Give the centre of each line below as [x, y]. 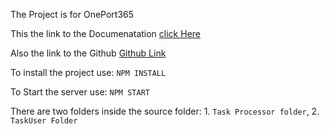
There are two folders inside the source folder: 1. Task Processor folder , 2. [165, 111]
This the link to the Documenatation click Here [105, 33]
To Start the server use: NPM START [80, 92]
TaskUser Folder [44, 121]
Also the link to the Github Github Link [88, 53]
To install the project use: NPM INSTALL [88, 72]
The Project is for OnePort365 [72, 14]
